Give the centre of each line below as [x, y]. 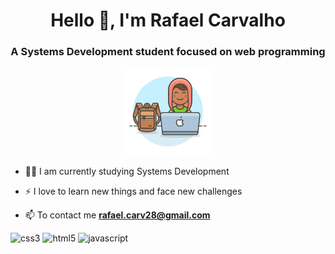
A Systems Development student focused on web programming [168, 52]
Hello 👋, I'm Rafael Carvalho [168, 20]
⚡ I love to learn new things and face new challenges [133, 191]
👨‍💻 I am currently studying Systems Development [127, 171]
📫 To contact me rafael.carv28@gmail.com [117, 215]
